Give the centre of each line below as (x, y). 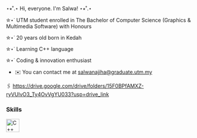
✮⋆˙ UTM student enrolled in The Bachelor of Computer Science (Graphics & (98, 20)
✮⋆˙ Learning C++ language (40, 49)
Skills (14, 109)
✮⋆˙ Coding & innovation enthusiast (49, 60)
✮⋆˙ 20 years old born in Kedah (44, 38)
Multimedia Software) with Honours (49, 26)
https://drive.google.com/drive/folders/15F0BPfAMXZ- (78, 86)
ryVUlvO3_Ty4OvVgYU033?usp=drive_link (58, 94)
